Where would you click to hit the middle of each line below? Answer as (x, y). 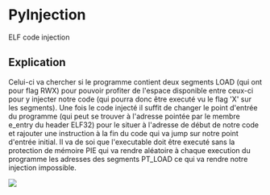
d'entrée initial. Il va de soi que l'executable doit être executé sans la (122, 142)
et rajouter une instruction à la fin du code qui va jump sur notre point (124, 133)
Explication (37, 62)
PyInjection (47, 15)
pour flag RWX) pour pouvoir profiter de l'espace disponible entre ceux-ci (131, 90)
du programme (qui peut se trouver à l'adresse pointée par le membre (124, 116)
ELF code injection (39, 37)
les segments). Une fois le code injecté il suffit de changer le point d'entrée (133, 107)
